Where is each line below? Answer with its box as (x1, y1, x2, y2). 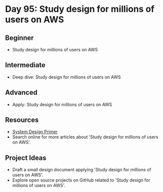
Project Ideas (5, 154, 47, 162)
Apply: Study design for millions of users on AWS (12, 101, 112, 107)
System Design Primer (12, 129, 58, 135)
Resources (5, 116, 39, 124)
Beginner (5, 34, 34, 42)
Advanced (5, 88, 38, 97)
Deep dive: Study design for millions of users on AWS (12, 74, 121, 80)
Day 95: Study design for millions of (5, 3, 155, 15)
